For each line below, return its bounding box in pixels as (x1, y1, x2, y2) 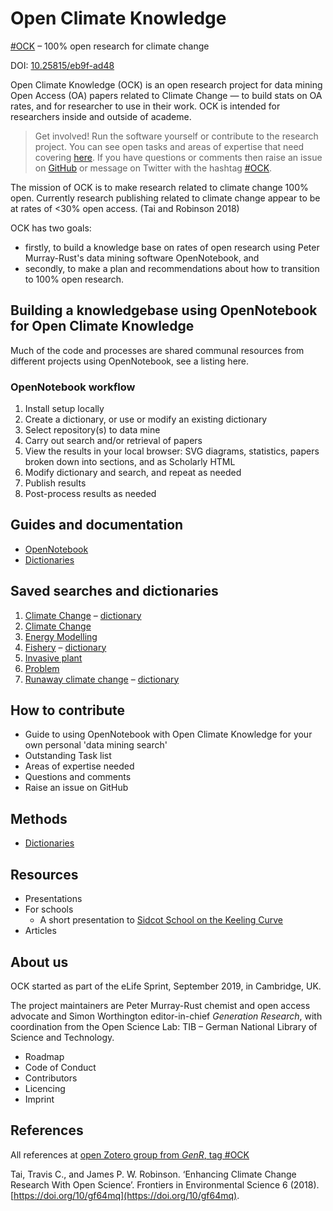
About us (10, 953, 69, 971)
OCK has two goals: (10, 222, 92, 234)
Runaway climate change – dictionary (24, 673, 180, 685)
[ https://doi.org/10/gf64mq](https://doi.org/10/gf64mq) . (10, 1189, 240, 1201)
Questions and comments (24, 771, 132, 783)
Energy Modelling (24, 630, 98, 642)
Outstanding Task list (24, 750, 112, 762)
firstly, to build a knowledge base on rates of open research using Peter (24, 241, 320, 253)
